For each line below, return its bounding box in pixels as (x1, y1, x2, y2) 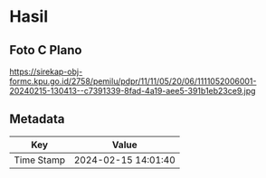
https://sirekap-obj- (9, 66, 83, 77)
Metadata (9, 111, 65, 127)
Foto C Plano (9, 42, 82, 58)
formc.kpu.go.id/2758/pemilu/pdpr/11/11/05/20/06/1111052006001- (9, 76, 257, 87)
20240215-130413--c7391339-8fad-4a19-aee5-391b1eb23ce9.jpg (9, 86, 256, 96)
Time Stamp (14, 154, 66, 166)
